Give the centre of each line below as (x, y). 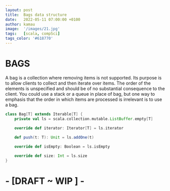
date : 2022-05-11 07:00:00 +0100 (43, 19)
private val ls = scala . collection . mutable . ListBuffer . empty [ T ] (84, 119)
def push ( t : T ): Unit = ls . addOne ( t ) (54, 138)
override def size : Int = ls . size (51, 156)
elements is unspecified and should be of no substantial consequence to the (85, 88)
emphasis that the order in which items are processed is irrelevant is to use (84, 99)
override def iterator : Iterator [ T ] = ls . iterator (69, 128)
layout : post (19, 10)
